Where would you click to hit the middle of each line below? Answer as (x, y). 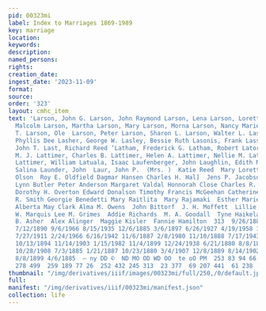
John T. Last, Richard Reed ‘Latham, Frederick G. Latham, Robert (127, 148)
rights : (21, 67)
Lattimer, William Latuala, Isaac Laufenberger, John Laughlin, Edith (134, 163)
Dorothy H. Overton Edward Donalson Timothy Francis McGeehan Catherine (138, 192)
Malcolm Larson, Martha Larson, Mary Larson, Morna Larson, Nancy (127, 126)
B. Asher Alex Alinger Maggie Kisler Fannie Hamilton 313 (120, 222)
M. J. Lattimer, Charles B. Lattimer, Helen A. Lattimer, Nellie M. (131, 155)
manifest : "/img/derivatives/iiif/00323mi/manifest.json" (106, 288)
